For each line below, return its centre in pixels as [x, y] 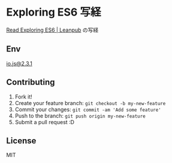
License [21, 141]
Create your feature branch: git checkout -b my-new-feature [90, 103]
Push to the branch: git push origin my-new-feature [80, 116]
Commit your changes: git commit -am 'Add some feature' [88, 109]
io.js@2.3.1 [19, 63]
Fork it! [24, 97]
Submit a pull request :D [45, 122]
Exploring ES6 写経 [54, 12]
